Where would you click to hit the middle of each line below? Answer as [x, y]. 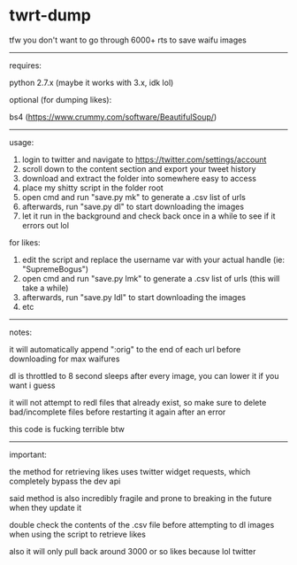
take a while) [45, 288]
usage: [22, 142]
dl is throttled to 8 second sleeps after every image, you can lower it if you [144, 375]
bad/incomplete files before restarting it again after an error [118, 412]
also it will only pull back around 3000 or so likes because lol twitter [133, 551]
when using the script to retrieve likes [77, 534]
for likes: [25, 242]
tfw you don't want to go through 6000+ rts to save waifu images [128, 40]
